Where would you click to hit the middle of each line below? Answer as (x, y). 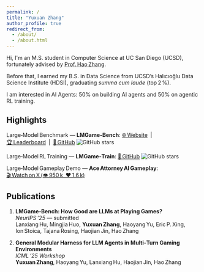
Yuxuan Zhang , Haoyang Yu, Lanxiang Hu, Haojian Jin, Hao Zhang (98, 262)
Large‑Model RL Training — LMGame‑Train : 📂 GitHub (73, 156)
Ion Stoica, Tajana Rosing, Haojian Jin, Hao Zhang (77, 230)
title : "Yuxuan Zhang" (35, 18)
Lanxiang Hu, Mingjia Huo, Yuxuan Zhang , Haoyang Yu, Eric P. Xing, (100, 224)
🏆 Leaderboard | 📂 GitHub (41, 142)
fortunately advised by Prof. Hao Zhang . (56, 64)
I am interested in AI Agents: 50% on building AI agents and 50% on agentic (102, 94)
